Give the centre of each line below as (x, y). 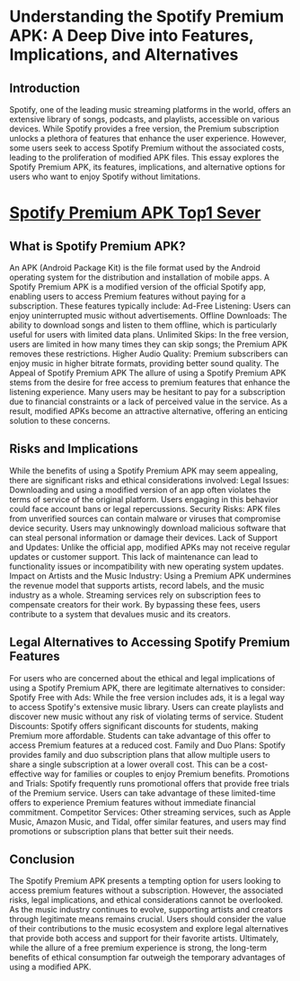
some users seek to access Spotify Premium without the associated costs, (147, 148)
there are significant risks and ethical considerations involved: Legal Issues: (149, 480)
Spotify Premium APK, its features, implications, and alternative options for (147, 167)
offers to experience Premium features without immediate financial (132, 802)
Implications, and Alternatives (124, 55)
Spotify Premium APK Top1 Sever (135, 213)
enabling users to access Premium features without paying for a (128, 296)
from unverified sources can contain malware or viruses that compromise (145, 518)
